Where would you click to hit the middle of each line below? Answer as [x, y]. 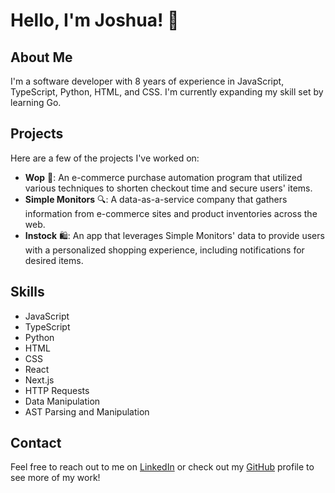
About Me [41, 57]
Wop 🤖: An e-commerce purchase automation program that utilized [163, 177]
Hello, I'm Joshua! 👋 [95, 20]
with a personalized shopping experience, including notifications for [164, 250]
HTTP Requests [57, 390]
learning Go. [36, 102]
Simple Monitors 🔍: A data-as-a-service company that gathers [156, 199]
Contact [36, 443]
